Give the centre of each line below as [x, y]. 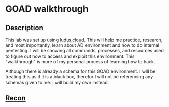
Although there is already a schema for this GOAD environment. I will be [80, 71]
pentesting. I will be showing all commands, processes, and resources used [85, 51]
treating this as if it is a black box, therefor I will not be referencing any [79, 77]
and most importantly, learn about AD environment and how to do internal [82, 45]
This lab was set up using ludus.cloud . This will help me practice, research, [84, 40]
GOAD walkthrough [47, 9]
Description [24, 28]
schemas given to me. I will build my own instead [57, 82]
